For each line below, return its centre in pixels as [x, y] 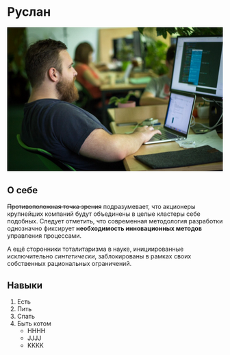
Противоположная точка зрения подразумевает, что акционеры [101, 207]
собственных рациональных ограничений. [69, 264]
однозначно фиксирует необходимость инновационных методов [105, 229]
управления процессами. [44, 236]
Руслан [29, 12]
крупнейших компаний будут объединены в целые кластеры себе [104, 214]
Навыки [25, 285]
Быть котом [34, 323]
